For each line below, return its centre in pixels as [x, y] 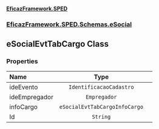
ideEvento [24, 87]
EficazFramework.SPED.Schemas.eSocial [69, 24]
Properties [22, 61]
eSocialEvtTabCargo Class [58, 44]
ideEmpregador [31, 97]
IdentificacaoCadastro [102, 87]
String [101, 117]
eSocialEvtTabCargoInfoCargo [101, 107]
